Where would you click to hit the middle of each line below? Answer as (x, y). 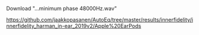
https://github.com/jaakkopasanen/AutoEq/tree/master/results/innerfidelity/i (99, 20)
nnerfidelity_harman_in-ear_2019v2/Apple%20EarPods (74, 26)
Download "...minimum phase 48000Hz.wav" (62, 8)
